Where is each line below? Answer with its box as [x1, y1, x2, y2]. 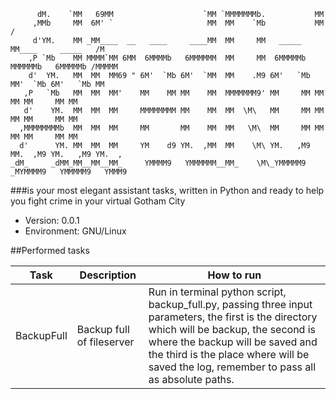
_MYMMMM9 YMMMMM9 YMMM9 [10, 167, 128, 177]
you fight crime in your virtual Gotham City [10, 195, 186, 207]
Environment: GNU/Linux [24, 225, 127, 237]
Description [79, 268, 137, 282]
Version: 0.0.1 [24, 215, 80, 226]
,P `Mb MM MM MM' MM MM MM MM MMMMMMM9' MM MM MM [23, 88, 325, 98]
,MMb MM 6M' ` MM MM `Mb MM [32, 18, 325, 28]
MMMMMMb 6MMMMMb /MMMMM [10, 62, 118, 72]
